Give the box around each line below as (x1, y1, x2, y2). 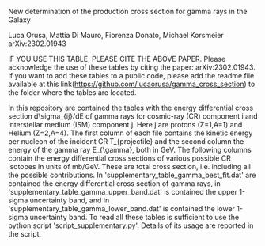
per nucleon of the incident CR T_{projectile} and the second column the (8, 137, 244, 146)
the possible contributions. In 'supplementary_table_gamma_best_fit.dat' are (8, 170, 256, 180)
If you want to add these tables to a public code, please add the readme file (8, 71, 255, 80)
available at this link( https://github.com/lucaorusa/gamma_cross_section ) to (8, 79, 256, 89)
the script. (8, 229, 42, 238)
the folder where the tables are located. (8, 88, 137, 97)
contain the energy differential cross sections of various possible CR (8, 153, 231, 163)
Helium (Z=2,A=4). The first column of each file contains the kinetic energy (8, 128, 253, 138)
